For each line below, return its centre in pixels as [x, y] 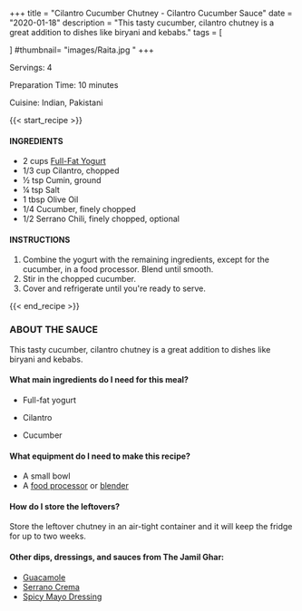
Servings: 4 [31, 68]
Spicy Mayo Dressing [62, 596]
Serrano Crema [51, 587]
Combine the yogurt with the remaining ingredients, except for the [146, 260]
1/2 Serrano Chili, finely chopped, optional [101, 219]
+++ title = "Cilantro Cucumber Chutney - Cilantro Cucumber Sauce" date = [151, 13]
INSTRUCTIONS [40, 239]
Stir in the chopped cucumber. [79, 279]
